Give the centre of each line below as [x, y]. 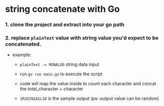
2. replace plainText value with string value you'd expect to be [82, 38]
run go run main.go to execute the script [61, 74]
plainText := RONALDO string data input [59, 64]
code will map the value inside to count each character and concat [88, 84]
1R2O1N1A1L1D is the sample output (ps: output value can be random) [89, 99]
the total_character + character [51, 89]
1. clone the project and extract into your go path [65, 25]
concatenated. [23, 44]
